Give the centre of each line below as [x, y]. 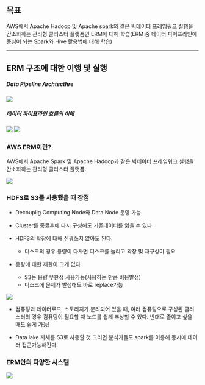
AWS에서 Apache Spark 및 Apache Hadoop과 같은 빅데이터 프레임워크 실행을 [100, 161]
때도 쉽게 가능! [32, 324]
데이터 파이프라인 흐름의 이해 [40, 113]
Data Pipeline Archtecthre [40, 84]
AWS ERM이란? [29, 147]
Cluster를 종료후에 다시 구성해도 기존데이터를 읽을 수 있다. [84, 225]
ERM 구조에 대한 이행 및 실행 [57, 68]
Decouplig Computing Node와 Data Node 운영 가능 [78, 212]
